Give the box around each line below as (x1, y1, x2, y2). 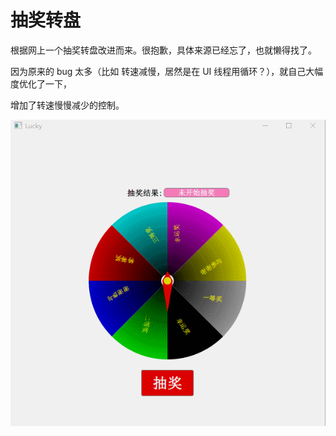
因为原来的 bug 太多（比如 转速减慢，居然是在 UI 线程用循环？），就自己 (10, 65, 307, 77)
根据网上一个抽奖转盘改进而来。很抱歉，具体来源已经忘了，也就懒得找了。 (10, 44, 317, 56)
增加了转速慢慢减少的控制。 (10, 99, 125, 111)
